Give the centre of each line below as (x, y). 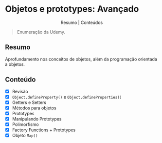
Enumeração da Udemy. (41, 32)
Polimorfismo (25, 124)
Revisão (20, 91)
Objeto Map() (25, 136)
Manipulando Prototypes (37, 119)
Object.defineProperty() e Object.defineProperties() (67, 97)
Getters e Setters (29, 102)
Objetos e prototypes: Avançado (72, 9)
